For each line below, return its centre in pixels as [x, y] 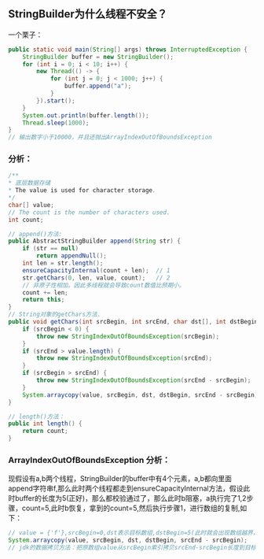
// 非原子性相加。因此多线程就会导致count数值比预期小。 [104, 285]
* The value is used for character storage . [82, 191]
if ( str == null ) [51, 249]
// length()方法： [37, 416]
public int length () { [45, 424]
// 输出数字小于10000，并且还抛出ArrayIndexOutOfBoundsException [110, 137]
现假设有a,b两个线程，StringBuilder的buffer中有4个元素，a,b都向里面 [120, 479]
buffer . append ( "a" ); [98, 86]
